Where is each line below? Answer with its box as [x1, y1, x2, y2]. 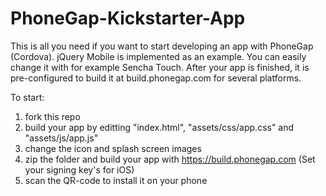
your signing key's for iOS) [24, 163, 135, 176]
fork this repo [24, 110, 81, 122]
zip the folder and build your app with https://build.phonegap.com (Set [24, 153, 316, 165]
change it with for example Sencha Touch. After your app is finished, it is [10, 61, 310, 73]
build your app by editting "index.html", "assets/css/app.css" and [24, 121, 295, 133]
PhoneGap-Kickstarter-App [10, 7, 246, 30]
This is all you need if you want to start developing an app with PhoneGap [10, 40, 314, 52]
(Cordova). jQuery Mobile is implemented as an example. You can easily [10, 50, 307, 62]
